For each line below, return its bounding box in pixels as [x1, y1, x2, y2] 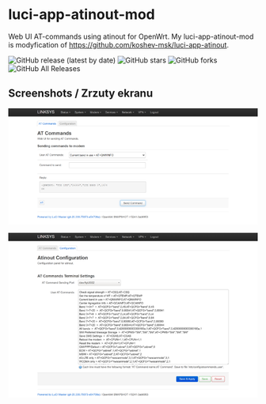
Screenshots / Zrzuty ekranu [8, 87, 154, 100]
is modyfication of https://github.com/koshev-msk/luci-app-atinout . [8, 40, 230, 49]
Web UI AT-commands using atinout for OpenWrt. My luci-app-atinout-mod [8, 32, 254, 41]
